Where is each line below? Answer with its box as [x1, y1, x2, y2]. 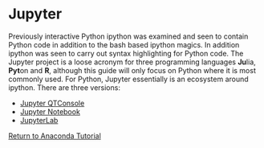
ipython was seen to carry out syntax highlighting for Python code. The [8, 48, 244, 58]
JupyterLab [19, 115, 59, 125]
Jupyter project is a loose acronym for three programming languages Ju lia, [8, 57, 257, 67]
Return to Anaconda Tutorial [8, 130, 102, 141]
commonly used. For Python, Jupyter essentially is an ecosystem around [8, 74, 249, 84]
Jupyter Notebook [19, 106, 80, 117]
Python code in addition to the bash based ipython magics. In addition [8, 39, 240, 49]
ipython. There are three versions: [8, 82, 120, 92]
